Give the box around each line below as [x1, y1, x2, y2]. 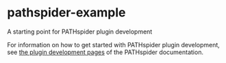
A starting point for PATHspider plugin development [7, 27, 153, 36]
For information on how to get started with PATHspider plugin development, [7, 40, 221, 49]
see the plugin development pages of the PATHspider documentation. [7, 48, 204, 56]
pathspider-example [7, 5, 126, 21]
